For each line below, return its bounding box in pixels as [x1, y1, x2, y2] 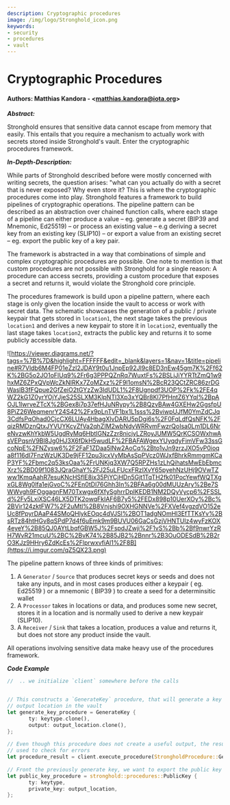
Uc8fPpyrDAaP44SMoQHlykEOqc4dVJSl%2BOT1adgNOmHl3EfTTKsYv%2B [7, 510, 222, 518]
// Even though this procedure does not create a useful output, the [7, 741, 210, 747]
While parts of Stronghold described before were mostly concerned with [7, 171, 212, 179]
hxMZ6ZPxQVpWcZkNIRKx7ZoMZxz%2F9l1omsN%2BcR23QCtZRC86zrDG [7, 378, 220, 387]
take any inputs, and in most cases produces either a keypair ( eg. [16, 580, 203, 588]
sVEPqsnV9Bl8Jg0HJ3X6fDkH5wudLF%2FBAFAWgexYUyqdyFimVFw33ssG [7, 436, 223, 445]
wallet [16, 594, 34, 603]
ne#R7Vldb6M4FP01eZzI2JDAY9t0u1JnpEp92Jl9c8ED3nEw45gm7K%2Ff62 [7, 364, 223, 372]
